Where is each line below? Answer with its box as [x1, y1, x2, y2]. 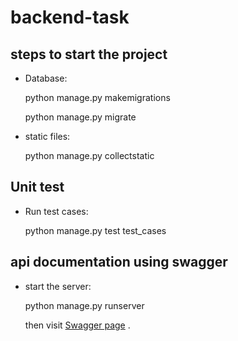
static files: [24, 131, 71, 142]
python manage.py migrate [24, 111, 137, 123]
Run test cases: [24, 205, 89, 217]
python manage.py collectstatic [24, 150, 155, 161]
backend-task [10, 6, 130, 29]
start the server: [24, 280, 92, 292]
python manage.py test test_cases [24, 224, 167, 236]
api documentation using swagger [10, 254, 228, 271]
